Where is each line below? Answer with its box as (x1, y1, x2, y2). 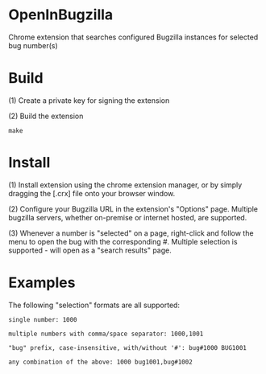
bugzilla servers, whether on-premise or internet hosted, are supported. (8, 212, 247, 222)
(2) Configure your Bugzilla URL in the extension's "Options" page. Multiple (8, 203, 258, 214)
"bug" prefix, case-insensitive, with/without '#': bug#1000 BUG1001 (8, 343, 247, 351)
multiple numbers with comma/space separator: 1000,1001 (8, 330, 204, 338)
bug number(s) (8, 40, 58, 50)
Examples (8, 273, 76, 291)
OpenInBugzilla (8, 6, 114, 24)
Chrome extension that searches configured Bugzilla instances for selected (8, 32, 259, 42)
